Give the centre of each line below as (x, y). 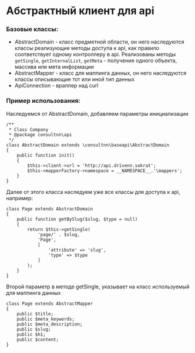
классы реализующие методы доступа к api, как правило (87, 48)
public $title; (35, 314)
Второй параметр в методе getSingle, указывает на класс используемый (98, 287)
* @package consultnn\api (40, 135)
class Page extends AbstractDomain (50, 209)
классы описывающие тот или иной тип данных (75, 79)
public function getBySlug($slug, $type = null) (77, 219)
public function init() (46, 155)
